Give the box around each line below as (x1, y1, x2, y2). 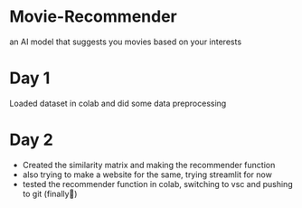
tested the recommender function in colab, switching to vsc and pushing (22, 178, 293, 189)
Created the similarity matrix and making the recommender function (22, 159, 276, 170)
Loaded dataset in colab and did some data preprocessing (9, 98, 227, 109)
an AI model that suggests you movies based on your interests (9, 36, 242, 47)
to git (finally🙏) (22, 188, 78, 199)
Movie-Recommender (9, 6, 178, 27)
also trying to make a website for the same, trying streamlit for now (22, 169, 273, 180)
